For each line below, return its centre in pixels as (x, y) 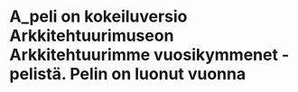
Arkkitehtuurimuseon (92, 36)
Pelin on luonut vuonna (158, 74)
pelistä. (38, 74)
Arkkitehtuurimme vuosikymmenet (144, 55)
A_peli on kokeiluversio (98, 17)
